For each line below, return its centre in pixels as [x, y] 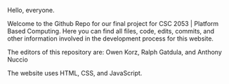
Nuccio [18, 59]
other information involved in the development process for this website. [111, 38]
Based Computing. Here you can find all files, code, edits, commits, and [111, 31]
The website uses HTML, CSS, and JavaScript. [75, 73]
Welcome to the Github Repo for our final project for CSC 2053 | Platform [113, 23]
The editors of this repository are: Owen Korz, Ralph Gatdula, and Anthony [115, 52]
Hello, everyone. [31, 10]
